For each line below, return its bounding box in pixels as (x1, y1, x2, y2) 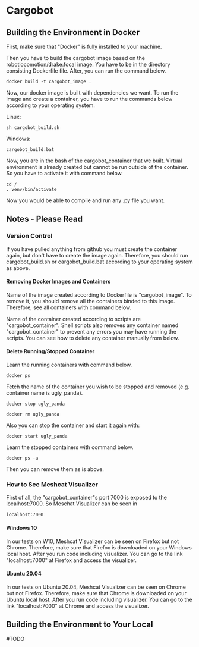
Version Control (6, 232, 53, 240)
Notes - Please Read (6, 214, 83, 224)
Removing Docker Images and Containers (6, 278, 111, 285)
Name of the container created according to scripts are (6, 315, 141, 322)
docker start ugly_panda (6, 434, 68, 439)
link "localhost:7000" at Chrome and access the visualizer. (6, 602, 150, 610)
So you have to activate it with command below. (6, 170, 123, 177)
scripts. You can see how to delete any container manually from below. (6, 334, 179, 341)
